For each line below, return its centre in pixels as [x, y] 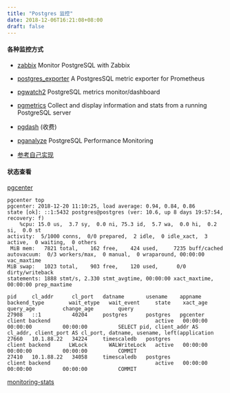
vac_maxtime [24, 260]
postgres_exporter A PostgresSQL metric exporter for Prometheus [111, 78]
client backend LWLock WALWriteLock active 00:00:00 [107, 345]
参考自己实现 [35, 154]
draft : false [26, 26]
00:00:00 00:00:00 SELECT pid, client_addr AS [103, 327]
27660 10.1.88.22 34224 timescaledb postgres [89, 339]
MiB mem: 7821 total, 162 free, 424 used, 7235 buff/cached [117, 248]
